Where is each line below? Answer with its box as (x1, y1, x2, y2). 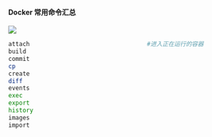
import (8, 121, 30, 129)
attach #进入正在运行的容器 (8, 40, 204, 48)
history (8, 107, 34, 115)
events (8, 84, 30, 93)
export (8, 99, 30, 107)
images (8, 113, 30, 122)
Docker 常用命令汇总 (8, 7, 77, 17)
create (8, 70, 30, 78)
